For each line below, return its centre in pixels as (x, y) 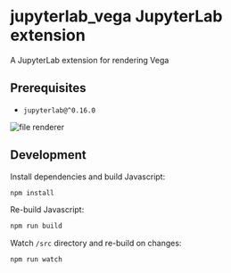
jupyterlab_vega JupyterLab (116, 17)
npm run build (37, 226)
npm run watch (37, 260)
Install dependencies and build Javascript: (88, 177)
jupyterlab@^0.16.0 (59, 110)
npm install (32, 193)
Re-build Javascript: (47, 210)
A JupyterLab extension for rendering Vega (90, 60)
